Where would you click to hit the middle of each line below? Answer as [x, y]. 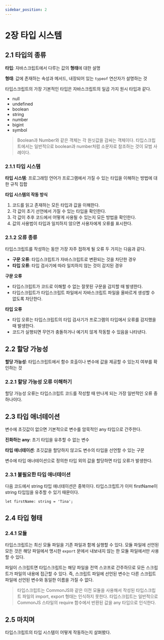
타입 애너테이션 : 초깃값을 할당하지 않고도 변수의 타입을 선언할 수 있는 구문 [75, 450]
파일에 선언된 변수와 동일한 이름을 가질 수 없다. [49, 580]
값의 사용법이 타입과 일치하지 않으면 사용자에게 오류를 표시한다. [72, 223]
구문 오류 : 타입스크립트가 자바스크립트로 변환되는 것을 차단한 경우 [74, 260]
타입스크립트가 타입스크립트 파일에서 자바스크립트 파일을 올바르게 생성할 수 [83, 292]
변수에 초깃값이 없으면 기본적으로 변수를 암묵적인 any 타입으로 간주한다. [73, 429]
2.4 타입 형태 [24, 518]
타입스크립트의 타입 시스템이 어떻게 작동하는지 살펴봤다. [58, 632]
